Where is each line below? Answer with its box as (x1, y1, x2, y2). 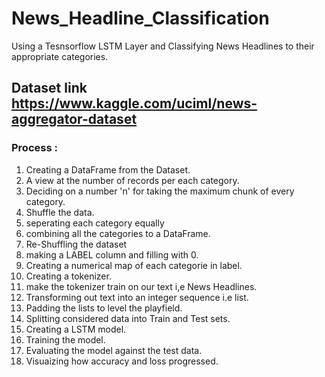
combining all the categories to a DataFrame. (25, 227, 211, 239)
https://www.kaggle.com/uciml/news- (11, 95, 258, 112)
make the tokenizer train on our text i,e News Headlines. (25, 280, 258, 292)
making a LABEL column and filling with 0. (25, 248, 199, 261)
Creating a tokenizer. (25, 270, 112, 282)
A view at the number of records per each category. (25, 174, 240, 186)
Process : (11, 141, 58, 155)
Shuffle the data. (25, 206, 95, 218)
